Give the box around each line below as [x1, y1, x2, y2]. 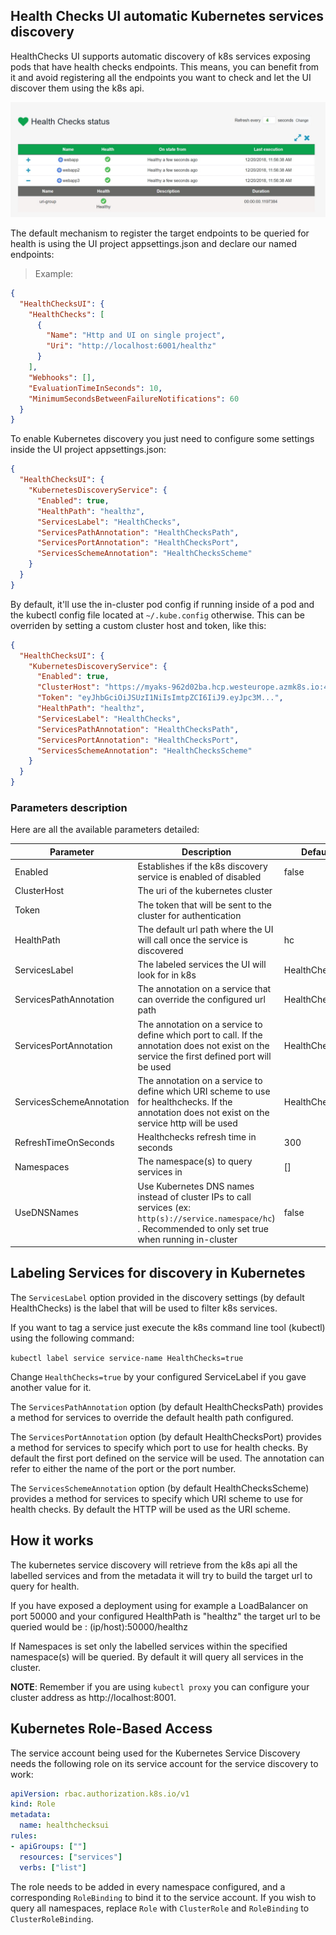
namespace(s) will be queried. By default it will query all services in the [10, 1650, 304, 1663]
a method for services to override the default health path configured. [10, 1411, 294, 1423]
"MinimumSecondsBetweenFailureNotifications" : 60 [28, 394, 240, 404]
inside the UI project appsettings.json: [10, 444, 167, 456]
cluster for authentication [137, 909, 242, 921]
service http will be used [137, 1117, 238, 1129]
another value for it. [10, 1381, 92, 1393]
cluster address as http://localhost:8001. [10, 1691, 177, 1703]
